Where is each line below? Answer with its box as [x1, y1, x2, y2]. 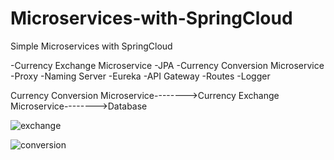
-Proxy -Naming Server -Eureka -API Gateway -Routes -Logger [10, 70, 271, 82]
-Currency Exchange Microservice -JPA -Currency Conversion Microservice [10, 59, 325, 71]
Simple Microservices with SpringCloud [10, 40, 173, 52]
